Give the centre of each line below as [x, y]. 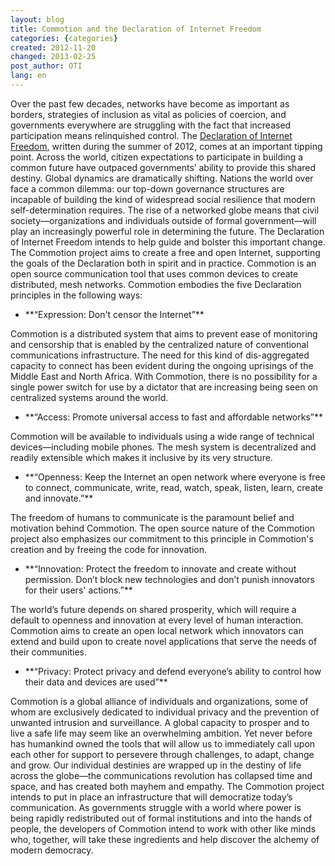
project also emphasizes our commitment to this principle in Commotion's [162, 538]
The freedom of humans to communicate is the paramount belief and [152, 517]
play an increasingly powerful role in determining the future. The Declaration [167, 231]
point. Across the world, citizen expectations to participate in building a [157, 157]
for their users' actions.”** [78, 590]
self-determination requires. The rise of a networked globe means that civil [165, 210]
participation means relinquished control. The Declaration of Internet [151, 135]
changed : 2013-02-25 [53, 57]
